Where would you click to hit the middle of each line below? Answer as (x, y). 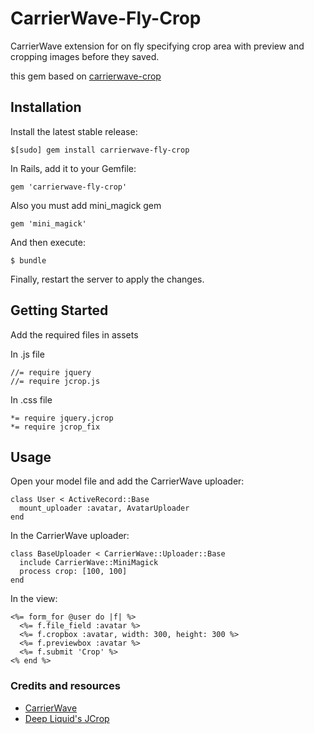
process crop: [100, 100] (73, 572)
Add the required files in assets (74, 334)
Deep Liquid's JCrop (67, 718)
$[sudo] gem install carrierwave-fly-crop (100, 150)
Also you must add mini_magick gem (86, 205)
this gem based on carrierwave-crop (86, 76)
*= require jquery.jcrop (62, 418)
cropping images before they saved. (85, 56)
